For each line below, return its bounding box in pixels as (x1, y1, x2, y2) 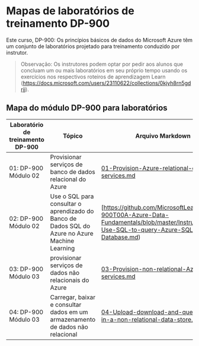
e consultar (50, 300, 82, 309)
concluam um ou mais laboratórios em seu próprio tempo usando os (20, 66, 188, 74)
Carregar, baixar (50, 293, 96, 301)
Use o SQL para (50, 192, 94, 200)
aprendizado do (50, 207, 94, 215)
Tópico (63, 132, 83, 140)
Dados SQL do (50, 221, 91, 230)
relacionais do (50, 276, 89, 284)
